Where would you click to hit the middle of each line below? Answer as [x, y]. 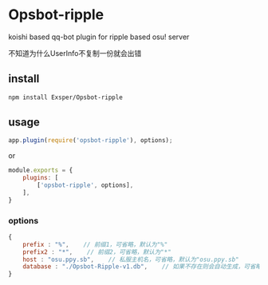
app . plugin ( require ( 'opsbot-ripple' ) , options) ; [91, 141]
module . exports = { [41, 170]
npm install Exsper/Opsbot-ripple [66, 97]
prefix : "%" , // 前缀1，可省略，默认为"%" [95, 244]
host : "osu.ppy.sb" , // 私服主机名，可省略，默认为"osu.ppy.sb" [131, 259]
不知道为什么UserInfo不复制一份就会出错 [75, 53]
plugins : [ [41, 178]
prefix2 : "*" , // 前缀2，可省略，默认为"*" [97, 252]
